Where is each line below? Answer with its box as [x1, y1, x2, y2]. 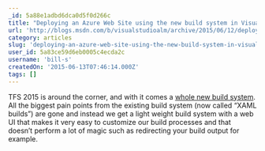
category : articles [8, 33, 73, 42]
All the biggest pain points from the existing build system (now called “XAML [8, 100, 257, 110]
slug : [8, 41, 26, 49]
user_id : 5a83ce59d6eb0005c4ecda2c [8, 48, 125, 56]
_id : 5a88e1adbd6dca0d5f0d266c [8, 11, 111, 20]
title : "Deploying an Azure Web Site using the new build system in [8, 19, 238, 27]
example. [8, 134, 38, 143]
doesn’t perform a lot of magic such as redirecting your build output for [8, 126, 240, 135]
